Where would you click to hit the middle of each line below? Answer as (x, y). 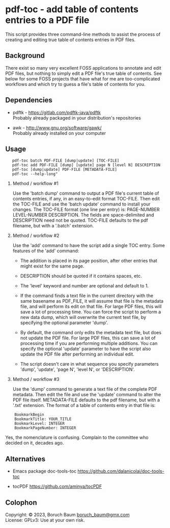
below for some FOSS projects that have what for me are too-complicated (83, 79)
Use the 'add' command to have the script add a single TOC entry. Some (89, 246)
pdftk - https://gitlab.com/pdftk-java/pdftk (56, 112)
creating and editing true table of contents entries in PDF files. (70, 40)
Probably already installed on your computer (59, 133)
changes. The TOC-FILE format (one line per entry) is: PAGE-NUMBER (86, 210)
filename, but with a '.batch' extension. (53, 226)
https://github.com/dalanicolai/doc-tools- (121, 471)
